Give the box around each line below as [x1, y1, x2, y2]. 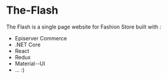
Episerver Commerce [14, 34, 67, 42]
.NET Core [14, 41, 41, 48]
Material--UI [14, 60, 46, 67]
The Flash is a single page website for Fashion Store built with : [6, 23, 162, 30]
